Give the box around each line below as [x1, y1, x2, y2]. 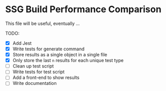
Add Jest [12, 40, 32, 46]
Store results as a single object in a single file [12, 52, 108, 58]
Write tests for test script [12, 69, 65, 75]
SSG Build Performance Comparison [5, 4, 161, 15]
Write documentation [12, 80, 57, 86]
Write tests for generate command [12, 46, 85, 52]
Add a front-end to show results [12, 75, 80, 81]
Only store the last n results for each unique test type [12, 57, 124, 64]
